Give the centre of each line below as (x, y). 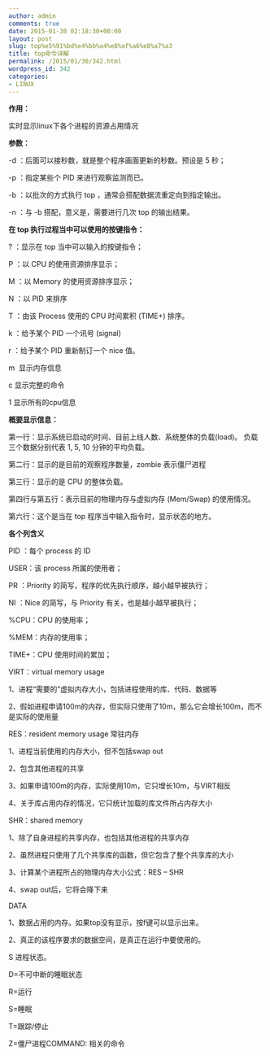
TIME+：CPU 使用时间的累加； (60, 654)
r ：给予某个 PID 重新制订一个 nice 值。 (74, 350)
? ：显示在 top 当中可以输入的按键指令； (76, 247)
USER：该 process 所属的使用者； (65, 568)
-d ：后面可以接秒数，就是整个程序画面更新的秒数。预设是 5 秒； (117, 160)
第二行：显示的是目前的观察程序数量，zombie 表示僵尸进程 (107, 464)
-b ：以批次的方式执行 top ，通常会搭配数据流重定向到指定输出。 (117, 194)
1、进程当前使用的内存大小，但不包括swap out (86, 751)
